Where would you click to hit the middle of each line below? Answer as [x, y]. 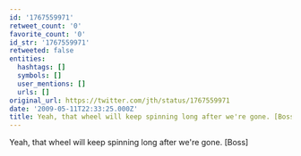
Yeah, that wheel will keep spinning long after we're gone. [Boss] [129, 143]
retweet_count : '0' [46, 26]
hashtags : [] [42, 68]
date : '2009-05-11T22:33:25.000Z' [74, 109]
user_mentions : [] [52, 84]
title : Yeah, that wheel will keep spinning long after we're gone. [140, 117]
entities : [28, 59]
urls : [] [34, 92]
